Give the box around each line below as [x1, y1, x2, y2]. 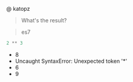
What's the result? [21, 17, 67, 24]
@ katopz [6, 5, 30, 12]
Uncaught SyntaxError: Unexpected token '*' [15, 57, 128, 65]
